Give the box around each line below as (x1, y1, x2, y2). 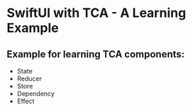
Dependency (16, 90, 55, 98)
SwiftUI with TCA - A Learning (6, 5, 187, 21)
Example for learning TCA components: (6, 48, 185, 60)
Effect (16, 97, 35, 105)
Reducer (16, 74, 43, 83)
